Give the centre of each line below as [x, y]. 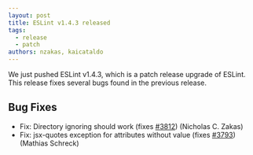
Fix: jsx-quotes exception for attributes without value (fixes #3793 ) [127, 135]
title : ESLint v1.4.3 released [59, 23]
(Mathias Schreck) [49, 143]
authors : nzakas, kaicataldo [56, 52]
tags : [17, 30]
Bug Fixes [33, 107]
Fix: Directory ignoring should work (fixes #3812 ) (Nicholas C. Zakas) [131, 126]
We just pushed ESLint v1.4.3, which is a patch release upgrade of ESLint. [127, 74]
